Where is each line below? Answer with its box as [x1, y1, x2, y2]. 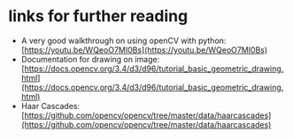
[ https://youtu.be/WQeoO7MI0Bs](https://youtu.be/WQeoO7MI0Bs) [20, 44, 268, 55]
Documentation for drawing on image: [20, 54, 160, 64]
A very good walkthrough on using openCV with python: [20, 35, 227, 46]
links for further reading [8, 6, 189, 26]
